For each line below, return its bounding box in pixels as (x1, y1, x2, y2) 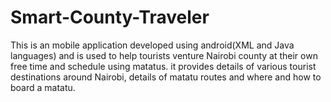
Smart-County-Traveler (10, 6, 210, 29)
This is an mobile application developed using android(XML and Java (10, 39, 295, 51)
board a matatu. (10, 81, 76, 93)
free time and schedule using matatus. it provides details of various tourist (10, 60, 317, 72)
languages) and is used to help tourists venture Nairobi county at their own (10, 49, 318, 61)
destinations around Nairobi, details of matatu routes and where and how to (10, 71, 322, 83)
